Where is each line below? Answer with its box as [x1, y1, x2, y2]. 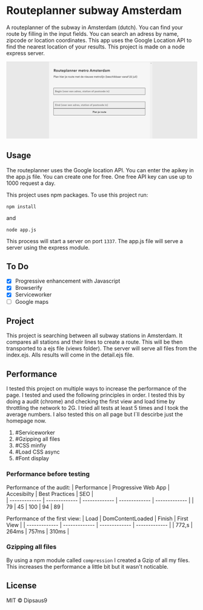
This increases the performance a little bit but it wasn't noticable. [6, 563, 168, 570]
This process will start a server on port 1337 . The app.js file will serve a [6, 237, 183, 244]
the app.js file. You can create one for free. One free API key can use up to [6, 173, 192, 180]
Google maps [15, 298, 49, 305]
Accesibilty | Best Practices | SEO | [6, 490, 94, 497]
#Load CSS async [15, 448, 60, 455]
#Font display [15, 455, 50, 462]
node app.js [6, 227, 36, 233]
